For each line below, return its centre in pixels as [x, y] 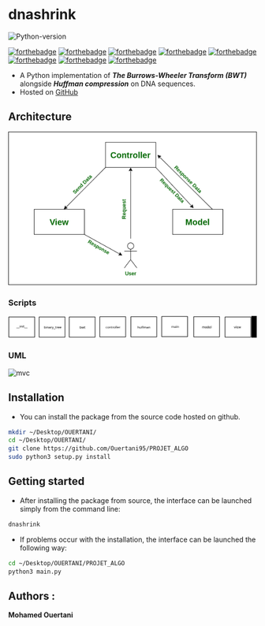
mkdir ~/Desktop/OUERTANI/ [52, 432]
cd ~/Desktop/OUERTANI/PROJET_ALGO [67, 563]
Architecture [40, 117]
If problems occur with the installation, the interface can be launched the [138, 539]
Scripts [22, 303]
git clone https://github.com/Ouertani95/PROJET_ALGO [99, 449]
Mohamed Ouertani [41, 615]
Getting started [47, 481]
